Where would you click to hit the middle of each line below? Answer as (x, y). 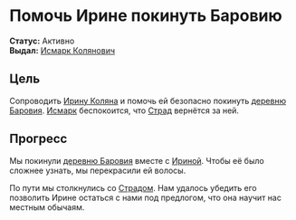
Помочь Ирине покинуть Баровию (146, 16)
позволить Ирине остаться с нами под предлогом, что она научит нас (146, 197)
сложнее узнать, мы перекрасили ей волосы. (98, 170)
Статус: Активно (42, 41)
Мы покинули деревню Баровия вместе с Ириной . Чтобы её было (137, 160)
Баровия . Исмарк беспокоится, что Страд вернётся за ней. (124, 110)
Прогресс (38, 139)
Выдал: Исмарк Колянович (62, 50)
